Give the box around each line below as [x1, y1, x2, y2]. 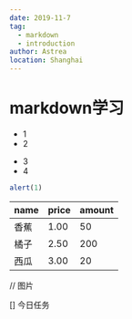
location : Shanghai [9, 56, 84, 65]
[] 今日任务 [9, 299, 50, 310]
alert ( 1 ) [9, 183, 43, 192]
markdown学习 [9, 98, 125, 118]
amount [79, 203, 114, 216]
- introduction [17, 38, 76, 48]
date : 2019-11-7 [9, 13, 71, 23]
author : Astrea [9, 47, 67, 57]
